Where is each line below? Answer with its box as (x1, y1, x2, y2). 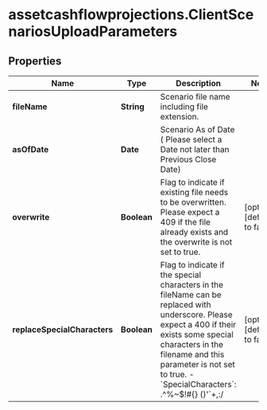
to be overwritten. (160, 197, 226, 208)
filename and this (160, 349, 225, 360)
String (120, 101, 145, 112)
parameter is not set (160, 359, 236, 369)
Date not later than (160, 144, 230, 154)
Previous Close (160, 154, 217, 165)
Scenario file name (160, 92, 230, 102)
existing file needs (160, 187, 229, 197)
